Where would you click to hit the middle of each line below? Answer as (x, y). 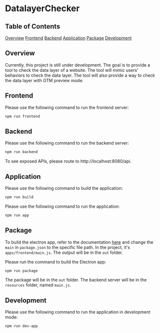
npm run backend (21, 152)
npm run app (17, 215)
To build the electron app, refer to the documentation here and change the (79, 242)
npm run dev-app (21, 326)
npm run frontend (23, 116)
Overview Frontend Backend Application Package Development (68, 38)
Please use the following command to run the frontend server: (67, 107)
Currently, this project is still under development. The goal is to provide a (78, 65)
